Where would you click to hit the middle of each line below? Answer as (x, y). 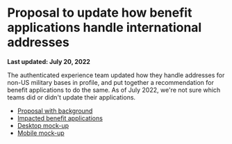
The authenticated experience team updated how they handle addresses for (116, 75)
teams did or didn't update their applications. (72, 97)
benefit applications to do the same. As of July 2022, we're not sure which (114, 90)
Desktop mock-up (43, 125)
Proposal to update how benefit (100, 13)
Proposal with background (55, 111)
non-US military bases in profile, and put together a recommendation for (110, 82)
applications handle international (105, 27)
